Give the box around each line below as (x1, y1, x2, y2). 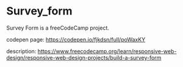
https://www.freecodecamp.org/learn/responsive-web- (37, 47, 177, 55)
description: (6, 47, 37, 55)
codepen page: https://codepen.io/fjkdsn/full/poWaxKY (6, 36, 146, 43)
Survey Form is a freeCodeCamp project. (6, 24, 110, 31)
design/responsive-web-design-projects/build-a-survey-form (6, 54, 162, 61)
